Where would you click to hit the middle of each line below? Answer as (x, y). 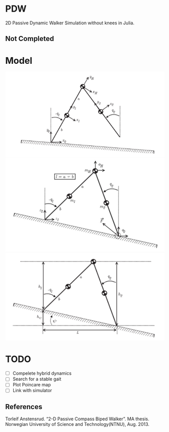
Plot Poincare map (32, 385)
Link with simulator (32, 390)
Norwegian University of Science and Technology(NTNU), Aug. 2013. (77, 424)
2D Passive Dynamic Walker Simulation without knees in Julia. (70, 23)
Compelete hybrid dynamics (42, 373)
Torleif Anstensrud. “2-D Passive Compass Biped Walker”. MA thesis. (77, 419)
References (24, 406)
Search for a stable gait (37, 379)
